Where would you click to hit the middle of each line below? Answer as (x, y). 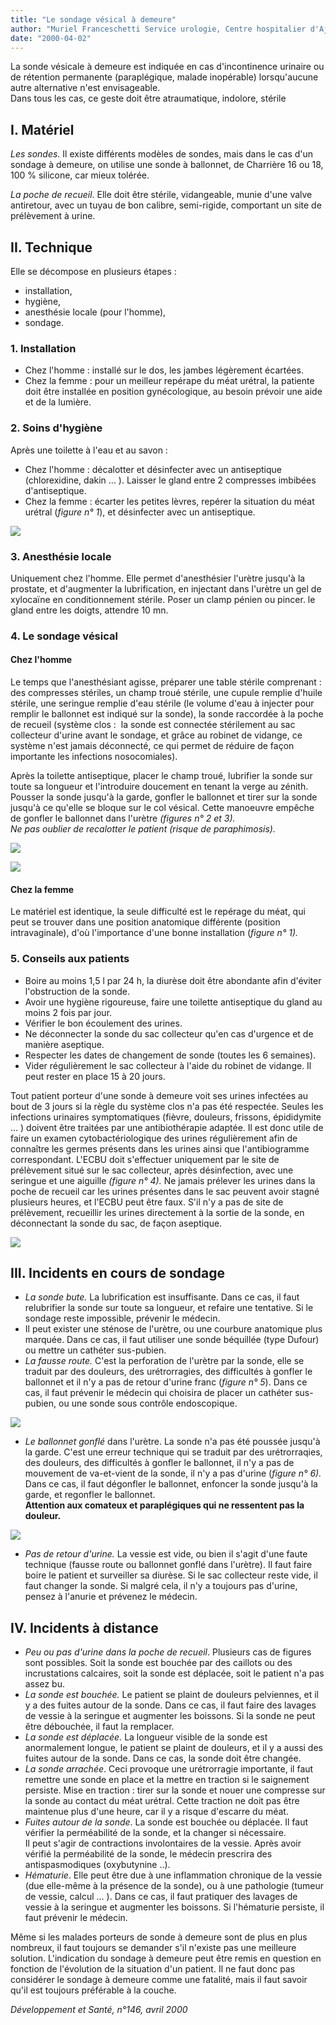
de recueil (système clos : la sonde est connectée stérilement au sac (153, 725)
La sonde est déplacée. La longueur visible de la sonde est (146, 1737)
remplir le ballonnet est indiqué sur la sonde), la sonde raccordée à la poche (167, 714)
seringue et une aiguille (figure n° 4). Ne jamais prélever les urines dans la (163, 1180)
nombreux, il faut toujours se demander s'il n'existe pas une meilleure (153, 1948)
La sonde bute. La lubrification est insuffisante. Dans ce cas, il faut (162, 1297)
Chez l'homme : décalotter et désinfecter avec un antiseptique (153, 469)
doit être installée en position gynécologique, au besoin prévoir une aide (173, 392)
